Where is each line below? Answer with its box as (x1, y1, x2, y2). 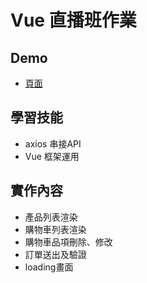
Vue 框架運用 (24, 150, 80, 162)
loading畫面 (24, 261, 74, 273)
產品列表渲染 (24, 211, 78, 223)
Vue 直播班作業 (10, 9, 137, 32)
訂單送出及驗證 (24, 248, 87, 260)
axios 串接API (24, 137, 82, 150)
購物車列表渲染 (24, 223, 87, 235)
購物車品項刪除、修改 (24, 236, 113, 248)
